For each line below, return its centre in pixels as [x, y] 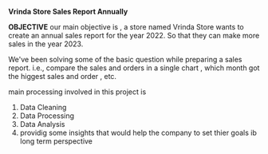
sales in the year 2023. [46, 44]
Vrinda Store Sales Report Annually [68, 12]
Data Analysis [42, 124]
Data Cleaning [43, 107]
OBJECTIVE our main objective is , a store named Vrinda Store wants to [126, 27]
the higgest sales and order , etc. [63, 76]
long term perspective [56, 141]
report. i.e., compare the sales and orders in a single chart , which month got [134, 68]
